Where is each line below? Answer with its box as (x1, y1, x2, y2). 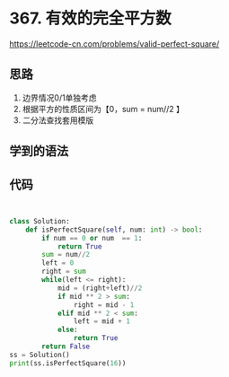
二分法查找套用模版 (22, 114, 94, 126)
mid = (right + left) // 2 (57, 284, 143, 293)
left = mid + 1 (73, 317, 130, 326)
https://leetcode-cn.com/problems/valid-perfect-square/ (9, 38, 220, 49)
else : (57, 325, 78, 335)
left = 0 (41, 259, 75, 267)
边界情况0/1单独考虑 (22, 92, 97, 103)
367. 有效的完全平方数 (9, 8, 172, 29)
